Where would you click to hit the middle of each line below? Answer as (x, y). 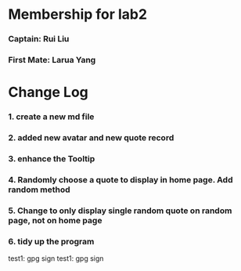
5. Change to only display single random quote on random (120, 211)
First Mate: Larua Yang (52, 60)
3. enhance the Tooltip (52, 158)
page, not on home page (55, 220)
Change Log (48, 92)
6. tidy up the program (51, 241)
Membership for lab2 (77, 14)
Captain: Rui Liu (39, 39)
